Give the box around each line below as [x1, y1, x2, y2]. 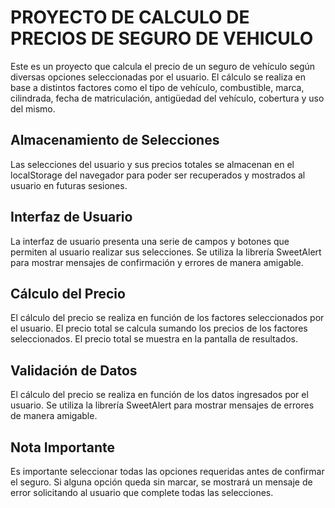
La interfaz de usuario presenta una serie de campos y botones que [10, 235, 290, 247]
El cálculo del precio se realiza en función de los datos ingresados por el [10, 389, 309, 401]
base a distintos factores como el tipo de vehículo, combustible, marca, [10, 81, 305, 93]
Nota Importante [10, 439, 116, 456]
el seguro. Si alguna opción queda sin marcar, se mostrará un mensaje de [10, 476, 313, 488]
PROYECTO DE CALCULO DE [10, 6, 250, 29]
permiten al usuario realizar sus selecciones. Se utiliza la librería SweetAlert [10, 246, 322, 258]
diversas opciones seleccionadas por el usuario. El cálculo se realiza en [10, 71, 307, 83]
